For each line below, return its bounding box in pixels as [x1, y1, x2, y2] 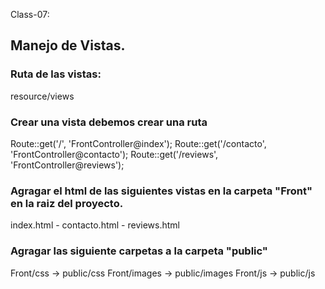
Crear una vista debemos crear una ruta [10, 115, 208, 129]
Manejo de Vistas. [10, 37, 126, 54]
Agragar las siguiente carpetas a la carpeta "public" [10, 244, 268, 258]
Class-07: [10, 9, 50, 20]
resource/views [10, 90, 75, 102]
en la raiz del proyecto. [10, 196, 124, 210]
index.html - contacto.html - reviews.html [10, 219, 180, 231]
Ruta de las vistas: [10, 67, 102, 81]
